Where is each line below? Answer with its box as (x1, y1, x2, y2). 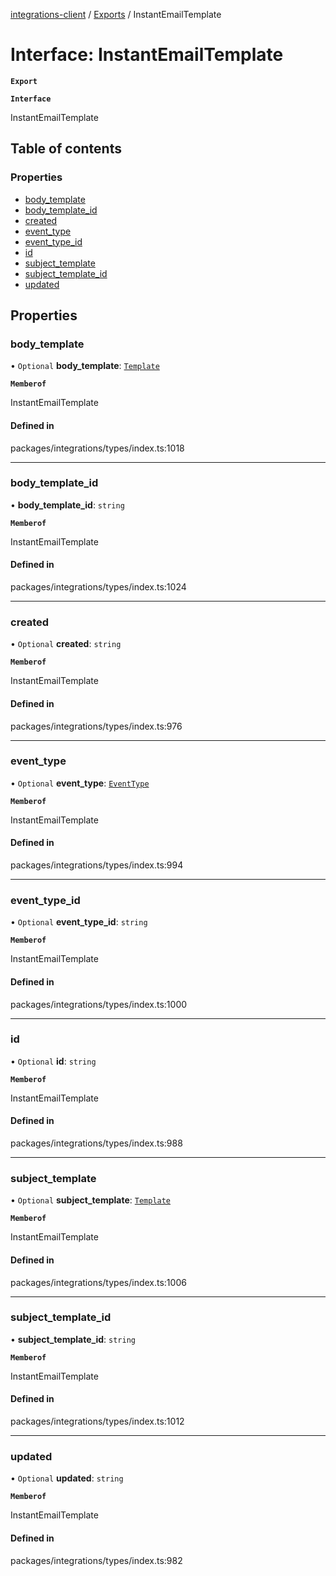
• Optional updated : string (10, 1472, 124, 1484)
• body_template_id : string (10, 499, 125, 511)
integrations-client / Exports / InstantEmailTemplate (10, 9, 222, 20)
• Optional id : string (10, 1055, 97, 1067)
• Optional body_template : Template (10, 360, 160, 372)
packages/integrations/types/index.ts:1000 (10, 998, 188, 1010)
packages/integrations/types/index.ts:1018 (10, 442, 185, 454)
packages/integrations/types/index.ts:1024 (10, 581, 187, 593)
